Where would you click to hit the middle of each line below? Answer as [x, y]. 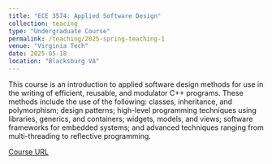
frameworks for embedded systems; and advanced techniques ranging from [136, 127]
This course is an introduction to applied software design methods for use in [136, 84]
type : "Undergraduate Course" [60, 31]
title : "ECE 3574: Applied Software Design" [85, 16]
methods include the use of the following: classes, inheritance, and [121, 101]
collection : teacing [43, 24]
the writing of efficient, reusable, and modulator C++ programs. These [126, 93]
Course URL [29, 152]
